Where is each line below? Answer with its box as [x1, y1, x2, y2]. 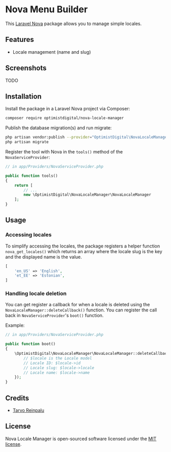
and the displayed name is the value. [5, 254, 82, 260]
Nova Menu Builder [5, 4, 88, 15]
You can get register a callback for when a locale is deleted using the [5, 302, 150, 308]
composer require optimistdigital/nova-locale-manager [5, 116, 124, 121]
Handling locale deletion [5, 290, 67, 297]
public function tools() [5, 173, 58, 178]
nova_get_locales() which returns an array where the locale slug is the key [5, 248, 163, 254]
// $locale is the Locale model [23, 355, 93, 361]
